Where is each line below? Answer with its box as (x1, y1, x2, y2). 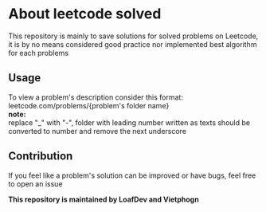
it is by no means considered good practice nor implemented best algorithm (8, 39, 257, 49)
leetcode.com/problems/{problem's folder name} (8, 100, 170, 110)
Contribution (8, 149, 73, 163)
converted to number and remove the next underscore (8, 126, 187, 135)
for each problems (8, 48, 69, 57)
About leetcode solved (8, 5, 162, 23)
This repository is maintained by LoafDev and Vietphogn (8, 194, 199, 204)
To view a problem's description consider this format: (8, 92, 183, 102)
